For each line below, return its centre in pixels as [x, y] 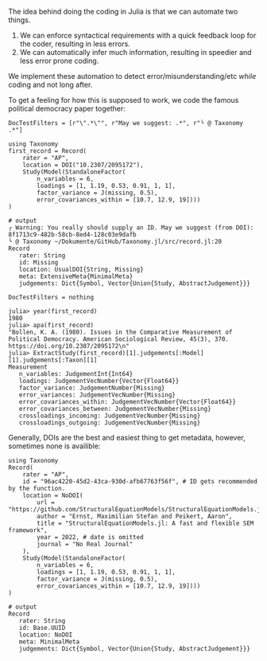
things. [19, 20]
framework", [28, 530]
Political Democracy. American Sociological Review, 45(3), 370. [118, 339]
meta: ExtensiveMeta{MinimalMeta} [76, 276]
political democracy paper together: [67, 108]
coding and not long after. [50, 84]
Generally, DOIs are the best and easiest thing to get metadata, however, [127, 438]
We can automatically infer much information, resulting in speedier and [135, 52]
